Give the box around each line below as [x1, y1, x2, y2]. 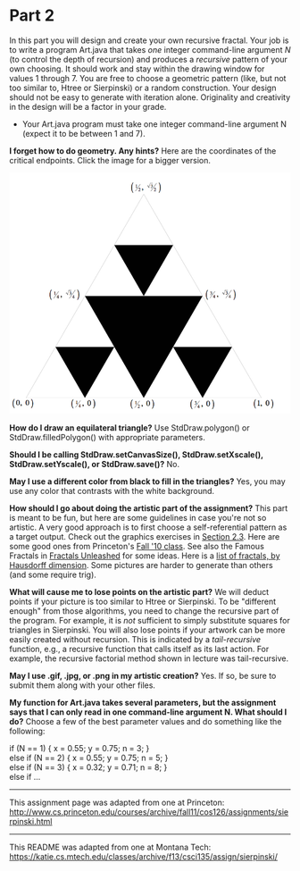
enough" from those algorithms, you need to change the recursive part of [9, 606, 279, 616]
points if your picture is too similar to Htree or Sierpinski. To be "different [9, 596, 277, 607]
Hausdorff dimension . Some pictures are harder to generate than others [9, 560, 274, 571]
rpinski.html [9, 817, 53, 827]
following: [9, 725, 46, 737]
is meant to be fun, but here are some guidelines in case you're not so [9, 513, 267, 523]
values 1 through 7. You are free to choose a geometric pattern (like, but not [9, 72, 287, 83]
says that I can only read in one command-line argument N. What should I [9, 707, 287, 717]
